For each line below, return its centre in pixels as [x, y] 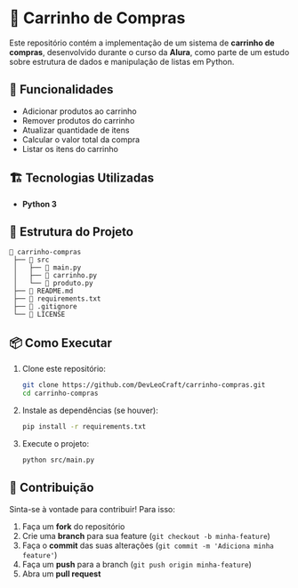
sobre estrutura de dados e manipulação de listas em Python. [122, 61]
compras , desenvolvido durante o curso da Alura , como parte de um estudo [149, 52]
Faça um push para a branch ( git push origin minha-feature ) [137, 564]
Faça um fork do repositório [73, 526]
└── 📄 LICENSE [39, 315]
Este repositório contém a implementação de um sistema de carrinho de [142, 43]
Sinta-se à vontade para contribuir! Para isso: [92, 509]
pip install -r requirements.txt [84, 426]
